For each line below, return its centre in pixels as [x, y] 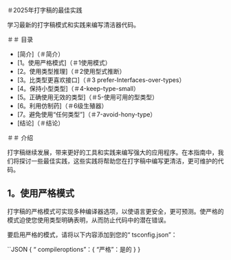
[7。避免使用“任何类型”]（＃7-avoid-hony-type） [87, 114]
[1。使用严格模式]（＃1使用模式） [64, 63]
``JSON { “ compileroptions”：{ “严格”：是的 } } [74, 249]
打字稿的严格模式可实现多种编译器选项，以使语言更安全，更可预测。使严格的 [115, 211]
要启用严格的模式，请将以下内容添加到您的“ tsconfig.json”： [92, 234]
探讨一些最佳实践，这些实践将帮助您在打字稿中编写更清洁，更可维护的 [118, 161]
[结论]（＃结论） [41, 123]
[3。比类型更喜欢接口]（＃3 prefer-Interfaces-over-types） [101, 80]
